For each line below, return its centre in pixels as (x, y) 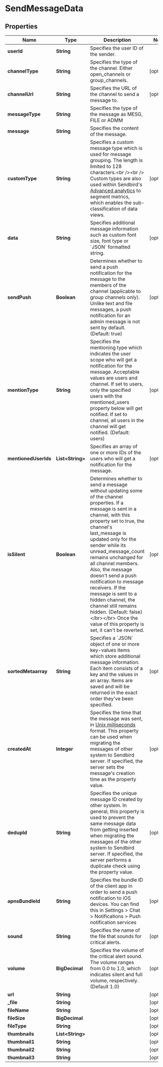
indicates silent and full (116, 974)
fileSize (16, 1018)
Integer (65, 749)
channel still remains (113, 606)
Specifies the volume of (117, 950)
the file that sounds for (116, 936)
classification (105, 209)
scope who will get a (114, 360)
